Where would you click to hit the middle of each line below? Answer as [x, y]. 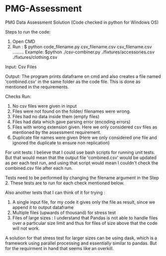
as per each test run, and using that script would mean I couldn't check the [82, 163]
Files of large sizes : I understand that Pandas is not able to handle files [85, 217]
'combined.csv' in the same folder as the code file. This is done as [73, 82]
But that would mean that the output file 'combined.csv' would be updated [81, 157]
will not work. [26, 228]
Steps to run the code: [28, 32]
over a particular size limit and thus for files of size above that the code [85, 223]
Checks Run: [18, 96]
